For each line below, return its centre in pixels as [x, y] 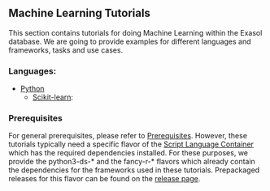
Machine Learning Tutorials [79, 13]
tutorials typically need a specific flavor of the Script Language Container [131, 144]
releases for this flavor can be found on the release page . [105, 179]
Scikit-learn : [53, 97]
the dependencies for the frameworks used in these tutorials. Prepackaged [134, 170]
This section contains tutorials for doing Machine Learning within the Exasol [135, 32]
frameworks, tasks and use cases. [66, 50]
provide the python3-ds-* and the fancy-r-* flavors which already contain [132, 162]
